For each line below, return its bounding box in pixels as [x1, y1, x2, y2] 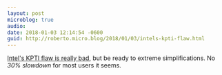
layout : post [7, 10, 45, 17]
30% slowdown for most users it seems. [7, 61, 122, 70]
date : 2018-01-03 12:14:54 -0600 [7, 29, 103, 36]
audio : [7, 22, 26, 29]
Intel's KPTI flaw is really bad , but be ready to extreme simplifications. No [7, 54, 216, 62]
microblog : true [7, 16, 54, 23]
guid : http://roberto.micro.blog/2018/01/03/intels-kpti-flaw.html [7, 35, 205, 42]
